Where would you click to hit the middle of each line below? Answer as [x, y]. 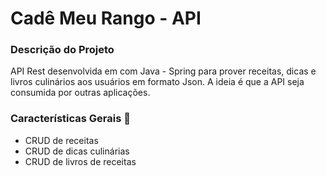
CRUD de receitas [61, 140]
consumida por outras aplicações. [80, 93]
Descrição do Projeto [62, 50]
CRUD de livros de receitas [80, 161]
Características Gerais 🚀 [70, 119]
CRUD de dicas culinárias [77, 151]
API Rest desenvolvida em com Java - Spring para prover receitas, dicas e [163, 71]
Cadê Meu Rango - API [106, 18]
